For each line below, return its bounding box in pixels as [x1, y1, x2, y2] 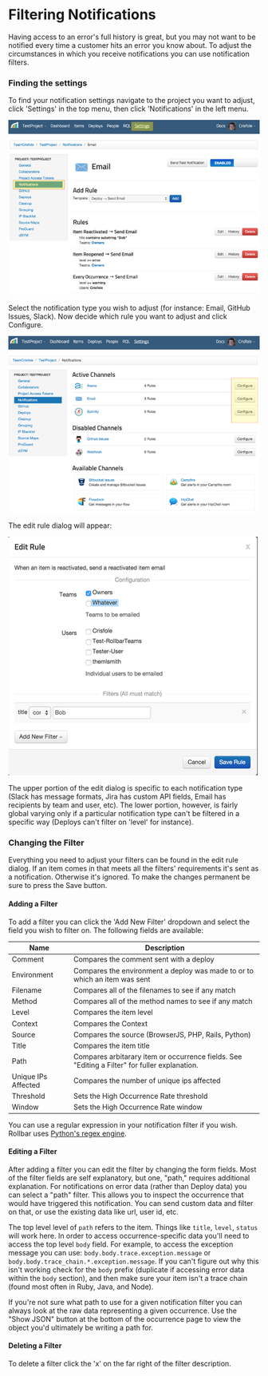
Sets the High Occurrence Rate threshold [73, 1091, 208, 1100]
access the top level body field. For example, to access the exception [8, 1239, 234, 1249]
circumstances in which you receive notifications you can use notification [8, 49, 250, 58]
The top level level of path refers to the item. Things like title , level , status [8, 1222, 258, 1231]
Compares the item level [73, 1008, 153, 1017]
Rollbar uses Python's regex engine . [8, 1128, 128, 1138]
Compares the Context [73, 1018, 148, 1028]
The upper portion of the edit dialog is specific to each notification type [8, 783, 243, 793]
